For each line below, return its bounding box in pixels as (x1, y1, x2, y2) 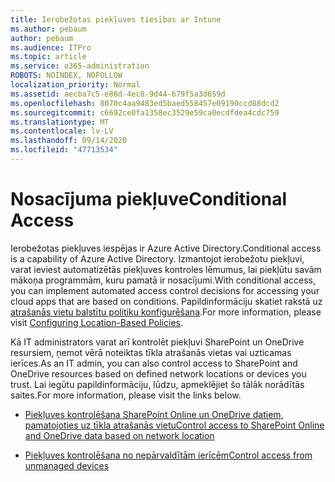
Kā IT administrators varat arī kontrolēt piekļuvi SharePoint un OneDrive (10, 336, 305, 348)
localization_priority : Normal (10, 80, 141, 90)
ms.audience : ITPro (10, 42, 92, 53)
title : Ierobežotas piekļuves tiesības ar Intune (10, 14, 222, 25)
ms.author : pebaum (10, 24, 87, 34)
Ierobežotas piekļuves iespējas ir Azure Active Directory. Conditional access (10, 242, 322, 254)
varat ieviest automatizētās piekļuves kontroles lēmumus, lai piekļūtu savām (10, 263, 322, 275)
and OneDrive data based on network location (24, 429, 215, 441)
